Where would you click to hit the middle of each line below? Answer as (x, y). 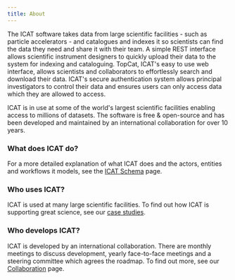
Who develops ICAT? (44, 231)
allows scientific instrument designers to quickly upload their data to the (112, 56)
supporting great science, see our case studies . (76, 212)
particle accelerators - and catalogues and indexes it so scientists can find (115, 41)
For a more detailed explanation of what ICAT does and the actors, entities (115, 164)
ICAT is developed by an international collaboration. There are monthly (109, 246)
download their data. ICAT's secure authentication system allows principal (114, 79)
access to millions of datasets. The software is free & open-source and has (116, 115)
